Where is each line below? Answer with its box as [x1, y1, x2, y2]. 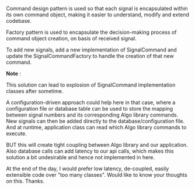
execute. [6, 130, 27, 137]
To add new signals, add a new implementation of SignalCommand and [6, 46, 177, 53]
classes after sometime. [6, 88, 64, 94]
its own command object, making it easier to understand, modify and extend [6, 11, 190, 18]
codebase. [6, 18, 32, 24]
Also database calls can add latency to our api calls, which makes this [6, 147, 174, 154]
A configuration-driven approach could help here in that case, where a [6, 99, 176, 106]
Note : [6, 70, 22, 77]
